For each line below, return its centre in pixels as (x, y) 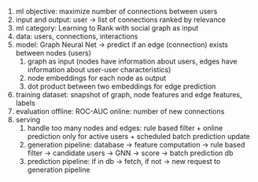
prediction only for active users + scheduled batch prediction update (138, 136)
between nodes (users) (53, 53)
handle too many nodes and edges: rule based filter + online (125, 128)
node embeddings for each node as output (97, 78)
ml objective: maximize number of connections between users (116, 11)
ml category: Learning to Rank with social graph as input (107, 28)
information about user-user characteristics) (99, 69)
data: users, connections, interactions (77, 36)
